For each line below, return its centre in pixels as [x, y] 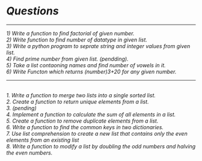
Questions [32, 11]
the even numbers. [29, 153]
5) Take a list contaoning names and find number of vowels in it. [86, 65]
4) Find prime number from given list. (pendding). [67, 59]
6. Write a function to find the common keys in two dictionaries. [85, 127]
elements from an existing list [43, 140]
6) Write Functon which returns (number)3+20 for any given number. [91, 71]
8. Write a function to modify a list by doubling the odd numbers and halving [101, 146]
